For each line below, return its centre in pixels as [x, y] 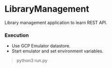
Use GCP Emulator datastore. [41, 46]
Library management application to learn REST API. [56, 23]
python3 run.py [32, 61]
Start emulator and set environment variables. [57, 51]
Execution [17, 35]
